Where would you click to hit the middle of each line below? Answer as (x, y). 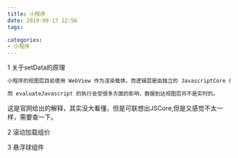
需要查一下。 (38, 117)
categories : (25, 40)
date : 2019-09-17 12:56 (42, 21)
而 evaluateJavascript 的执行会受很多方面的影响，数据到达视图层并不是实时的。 (113, 94)
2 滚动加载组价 (29, 132)
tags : (15, 27)
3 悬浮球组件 (26, 147)
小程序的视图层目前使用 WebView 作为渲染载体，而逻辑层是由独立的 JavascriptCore (117, 81)
